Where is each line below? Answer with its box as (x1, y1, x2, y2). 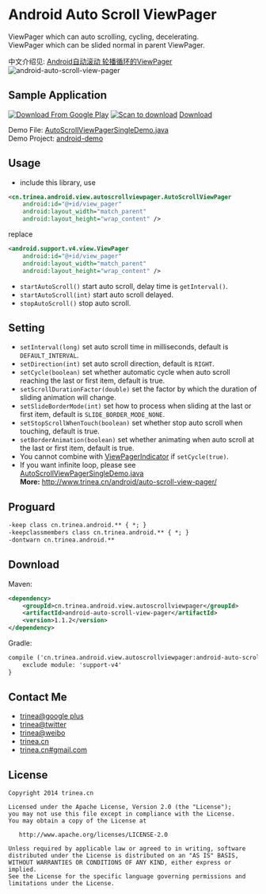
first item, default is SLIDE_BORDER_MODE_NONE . (19, 410, 165, 419)
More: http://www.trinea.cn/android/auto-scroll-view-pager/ (19, 477, 218, 487)
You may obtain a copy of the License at (8, 817, 147, 825)
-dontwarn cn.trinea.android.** (8, 536, 115, 544)
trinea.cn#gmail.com (19, 745, 87, 755)
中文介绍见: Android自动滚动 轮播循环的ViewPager (8, 56, 173, 66)
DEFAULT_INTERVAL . (19, 351, 79, 360)
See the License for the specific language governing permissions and (8, 873, 246, 881)
